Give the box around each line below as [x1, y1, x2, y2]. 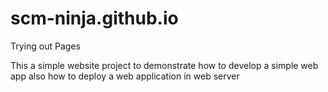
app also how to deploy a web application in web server [10, 70, 240, 82]
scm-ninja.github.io [10, 7, 179, 30]
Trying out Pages [10, 40, 81, 52]
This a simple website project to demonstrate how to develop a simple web [10, 59, 319, 71]
